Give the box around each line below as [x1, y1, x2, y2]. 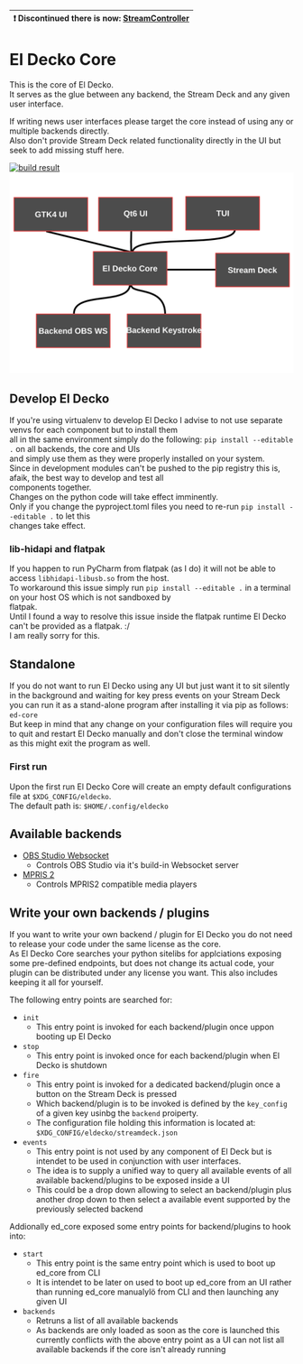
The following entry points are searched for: [9, 994, 173, 1006]
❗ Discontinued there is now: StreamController [13, 13, 189, 23]
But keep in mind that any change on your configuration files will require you [9, 719, 293, 730]
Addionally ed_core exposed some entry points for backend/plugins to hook [9, 1221, 291, 1232]
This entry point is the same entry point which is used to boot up [35, 1258, 276, 1268]
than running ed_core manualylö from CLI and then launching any [35, 1286, 280, 1297]
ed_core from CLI [35, 1267, 101, 1278]
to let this [55, 511, 91, 521]
